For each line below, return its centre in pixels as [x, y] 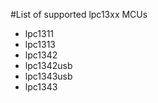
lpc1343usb [48, 76]
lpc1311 [39, 33]
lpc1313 [40, 44]
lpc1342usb [48, 65]
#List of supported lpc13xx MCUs [79, 14]
